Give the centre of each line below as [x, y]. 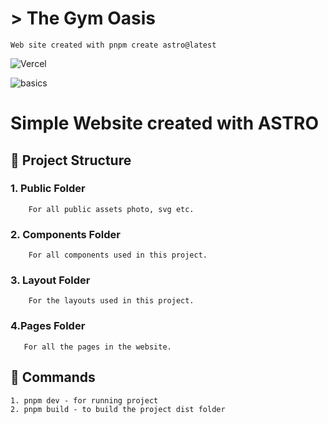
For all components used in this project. [118, 255]
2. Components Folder [65, 234]
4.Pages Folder [48, 326]
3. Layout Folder [50, 280]
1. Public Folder [48, 189]
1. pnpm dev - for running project [84, 400]
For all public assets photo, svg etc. [111, 209]
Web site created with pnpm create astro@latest [113, 45]
